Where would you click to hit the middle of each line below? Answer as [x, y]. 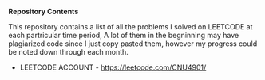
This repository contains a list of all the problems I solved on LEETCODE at [131, 27]
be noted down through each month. [69, 52]
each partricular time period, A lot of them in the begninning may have [124, 35]
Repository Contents [44, 11]
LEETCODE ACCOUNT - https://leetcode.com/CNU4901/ [113, 67]
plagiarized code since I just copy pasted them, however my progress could [133, 44]
